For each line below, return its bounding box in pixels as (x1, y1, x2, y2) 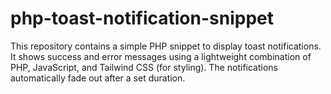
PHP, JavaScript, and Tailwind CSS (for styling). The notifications (10, 61, 278, 73)
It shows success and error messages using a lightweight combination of (10, 50, 312, 62)
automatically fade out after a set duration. (10, 72, 186, 84)
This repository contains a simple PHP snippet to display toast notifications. (10, 40, 322, 52)
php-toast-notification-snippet (10, 7, 274, 30)
